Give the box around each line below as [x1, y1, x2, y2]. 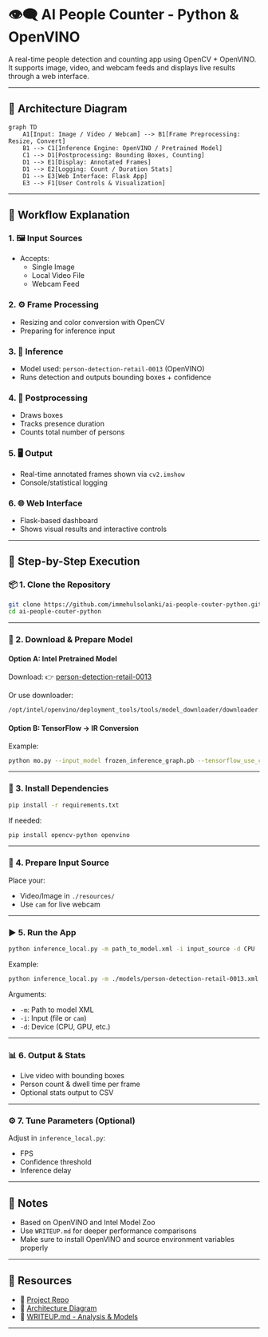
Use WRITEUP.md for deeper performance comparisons [19, 1226, 197, 1236]
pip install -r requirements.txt [8, 801, 120, 809]
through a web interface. [8, 71, 89, 81]
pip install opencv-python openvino [8, 831, 130, 839]
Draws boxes [19, 411, 64, 420]
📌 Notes [8, 1196, 49, 1210]
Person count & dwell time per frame [19, 1079, 141, 1089]
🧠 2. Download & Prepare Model [8, 634, 133, 645]
